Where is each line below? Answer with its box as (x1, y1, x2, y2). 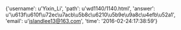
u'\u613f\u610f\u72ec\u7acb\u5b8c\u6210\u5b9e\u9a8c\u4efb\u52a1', (5, 11, 176, 18)
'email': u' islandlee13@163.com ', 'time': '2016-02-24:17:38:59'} (5, 18, 158, 24)
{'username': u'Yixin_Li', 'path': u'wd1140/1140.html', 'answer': (5, 5, 155, 12)
